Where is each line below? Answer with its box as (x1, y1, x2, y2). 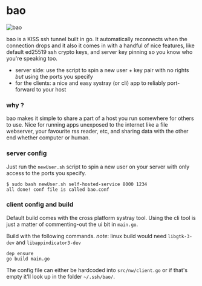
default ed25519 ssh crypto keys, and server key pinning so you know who (6, 48, 193, 55)
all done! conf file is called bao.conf (6, 186, 110, 193)
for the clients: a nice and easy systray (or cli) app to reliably (15, 79, 166, 87)
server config (6, 149, 47, 158)
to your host (36, 85, 67, 93)
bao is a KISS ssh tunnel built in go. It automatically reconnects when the (6, 35, 187, 42)
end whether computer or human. (6, 134, 90, 141)
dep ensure (6, 250, 34, 256)
